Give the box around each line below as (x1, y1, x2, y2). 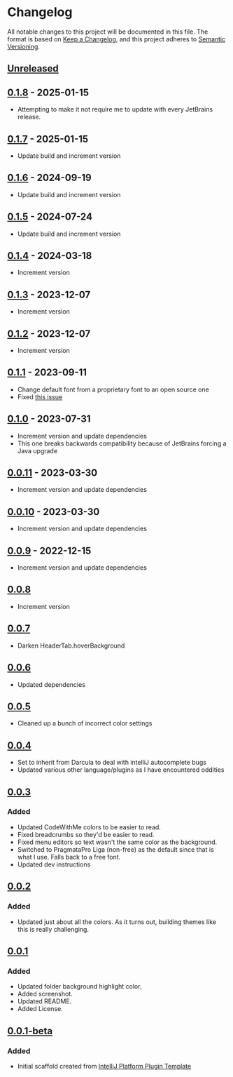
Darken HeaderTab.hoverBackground (17, 641, 125, 650)
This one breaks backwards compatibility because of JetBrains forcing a (17, 439, 227, 448)
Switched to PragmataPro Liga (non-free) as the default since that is (17, 845, 215, 853)
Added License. (17, 1005, 63, 1013)
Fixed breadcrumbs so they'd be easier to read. (17, 830, 155, 838)
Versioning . (7, 42, 41, 51)
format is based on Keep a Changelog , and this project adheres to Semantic (7, 34, 226, 43)
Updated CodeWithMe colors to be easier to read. (17, 822, 161, 831)
